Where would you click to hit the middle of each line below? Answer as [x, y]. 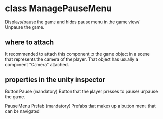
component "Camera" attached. [37, 64]
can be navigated [22, 111]
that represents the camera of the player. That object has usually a [72, 59]
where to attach [29, 42]
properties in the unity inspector [55, 80]
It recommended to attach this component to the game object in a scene [77, 54]
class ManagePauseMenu [58, 8]
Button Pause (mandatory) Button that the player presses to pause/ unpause [81, 91]
